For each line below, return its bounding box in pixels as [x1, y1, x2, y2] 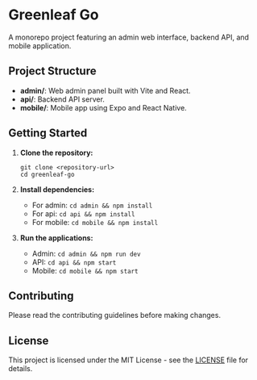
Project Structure [8, 65, 97, 78]
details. [8, 364, 33, 374]
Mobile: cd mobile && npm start [31, 265, 139, 275]
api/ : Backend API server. [19, 94, 105, 104]
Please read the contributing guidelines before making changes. [8, 311, 222, 320]
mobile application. [8, 40, 72, 50]
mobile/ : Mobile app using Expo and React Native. [19, 102, 187, 112]
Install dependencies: [19, 184, 95, 194]
